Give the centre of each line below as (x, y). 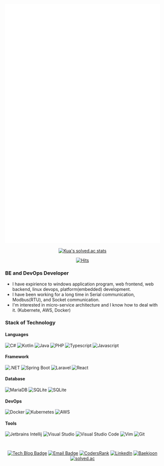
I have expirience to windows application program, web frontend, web (83, 284)
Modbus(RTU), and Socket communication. (56, 300)
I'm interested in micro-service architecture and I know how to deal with (85, 305)
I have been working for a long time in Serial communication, (73, 294)
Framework (17, 357)
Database (15, 379)
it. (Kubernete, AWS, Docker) (41, 310)
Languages (17, 335)
